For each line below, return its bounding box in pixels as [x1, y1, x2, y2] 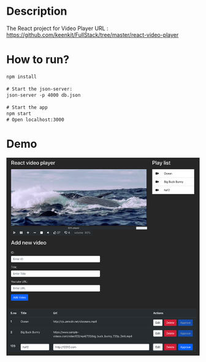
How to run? [6, 53, 69, 67]
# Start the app [6, 104, 48, 110]
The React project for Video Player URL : [6, 25, 109, 32]
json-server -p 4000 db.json [6, 92, 81, 98]
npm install [6, 74, 37, 80]
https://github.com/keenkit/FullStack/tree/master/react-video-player [6, 31, 179, 38]
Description [6, 4, 67, 18]
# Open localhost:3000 [6, 117, 64, 123]
